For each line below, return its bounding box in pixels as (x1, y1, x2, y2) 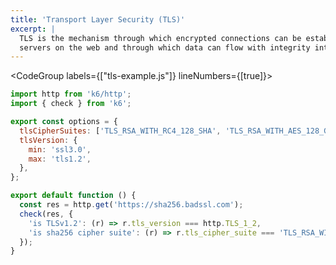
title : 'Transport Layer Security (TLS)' (10, 14, 186, 25)
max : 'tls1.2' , (28, 154, 92, 164)
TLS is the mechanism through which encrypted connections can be (19, 33, 302, 43)
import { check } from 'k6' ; (10, 99, 132, 109)
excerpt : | (10, 24, 56, 34)
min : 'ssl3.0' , (28, 144, 92, 155)
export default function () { (10, 191, 137, 201)
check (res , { (19, 209, 74, 219)
